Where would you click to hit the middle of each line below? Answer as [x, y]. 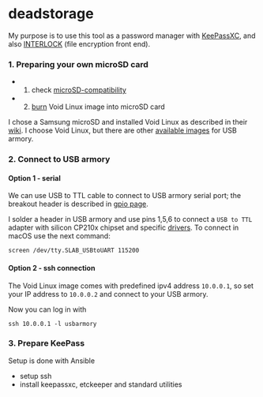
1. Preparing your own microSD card [78, 64]
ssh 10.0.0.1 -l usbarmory [53, 324]
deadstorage [51, 14]
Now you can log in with [47, 309]
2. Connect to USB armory [59, 159]
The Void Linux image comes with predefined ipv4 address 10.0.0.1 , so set [131, 286]
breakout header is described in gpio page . [78, 204]
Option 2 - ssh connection [52, 268]
